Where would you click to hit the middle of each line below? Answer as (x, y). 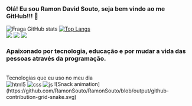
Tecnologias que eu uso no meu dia (50, 78)
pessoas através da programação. (56, 59)
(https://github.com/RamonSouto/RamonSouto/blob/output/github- (88, 91)
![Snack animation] (77, 84)
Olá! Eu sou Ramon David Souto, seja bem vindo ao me (86, 9)
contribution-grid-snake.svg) (41, 97)
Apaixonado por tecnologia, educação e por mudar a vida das (96, 51)
